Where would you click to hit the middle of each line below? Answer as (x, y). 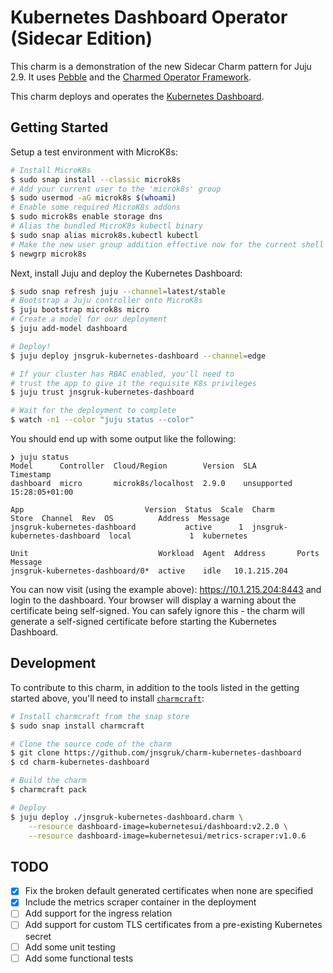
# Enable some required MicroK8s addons (96, 207)
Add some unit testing (70, 947)
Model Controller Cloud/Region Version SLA (133, 466)
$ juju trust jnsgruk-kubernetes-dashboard (102, 392)
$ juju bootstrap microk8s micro (80, 310)
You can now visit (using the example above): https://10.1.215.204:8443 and (166, 589)
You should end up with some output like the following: (123, 439)
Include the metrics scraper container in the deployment (140, 902)
